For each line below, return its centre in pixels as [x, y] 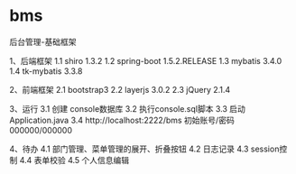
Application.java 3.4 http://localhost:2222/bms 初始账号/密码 [122, 120]
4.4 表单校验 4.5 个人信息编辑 [74, 160]
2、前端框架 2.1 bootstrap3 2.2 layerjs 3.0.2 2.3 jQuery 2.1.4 [120, 89]
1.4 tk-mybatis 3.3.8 [46, 71]
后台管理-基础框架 [43, 41]
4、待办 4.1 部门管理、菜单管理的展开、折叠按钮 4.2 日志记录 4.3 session [144, 149]
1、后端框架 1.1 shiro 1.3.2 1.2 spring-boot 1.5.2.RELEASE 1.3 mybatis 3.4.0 [146, 60]
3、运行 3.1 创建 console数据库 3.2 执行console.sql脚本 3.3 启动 [127, 108]
